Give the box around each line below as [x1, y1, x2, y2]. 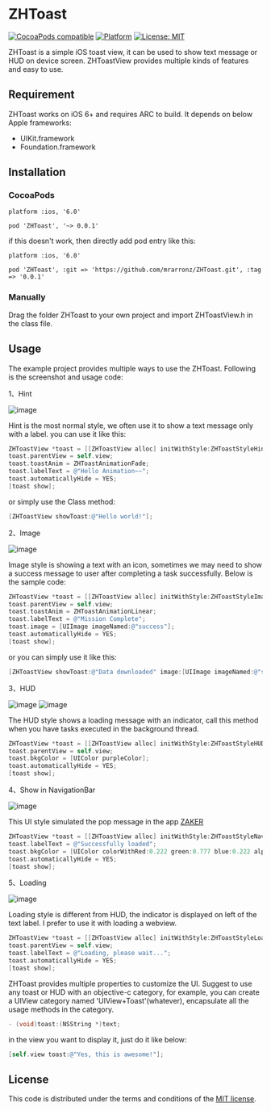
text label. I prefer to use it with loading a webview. [8, 918, 177, 929]
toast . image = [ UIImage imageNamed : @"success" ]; [8, 623, 175, 631]
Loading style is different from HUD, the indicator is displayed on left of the [8, 910, 257, 920]
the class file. [8, 318, 53, 328]
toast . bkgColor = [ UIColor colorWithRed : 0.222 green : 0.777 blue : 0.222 [8, 847, 251, 856]
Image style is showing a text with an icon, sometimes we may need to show [8, 560, 262, 569]
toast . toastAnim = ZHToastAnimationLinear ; [8, 607, 157, 616]
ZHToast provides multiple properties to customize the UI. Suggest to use [8, 979, 252, 988]
